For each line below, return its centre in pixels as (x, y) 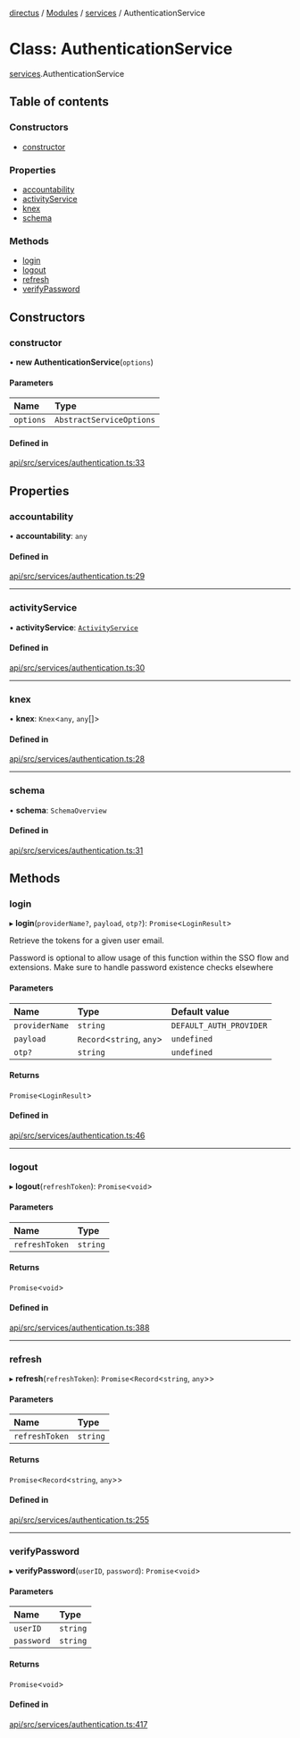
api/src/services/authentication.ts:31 (76, 850)
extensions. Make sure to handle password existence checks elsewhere (142, 967)
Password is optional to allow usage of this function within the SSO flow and (149, 958)
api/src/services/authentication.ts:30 (77, 667)
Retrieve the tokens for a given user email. (87, 941)
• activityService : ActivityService (74, 627)
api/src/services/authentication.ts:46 (77, 1135)
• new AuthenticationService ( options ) (82, 362)
